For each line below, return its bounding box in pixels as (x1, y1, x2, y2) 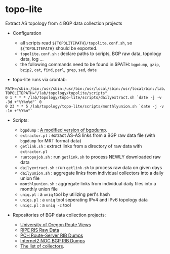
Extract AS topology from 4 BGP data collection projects (5, 20, 122, 26)
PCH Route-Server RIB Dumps (20, 232, 83, 238)
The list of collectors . (20, 243, 65, 249)
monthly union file (20, 186, 58, 192)
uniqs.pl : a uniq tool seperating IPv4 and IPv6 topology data (20, 196, 148, 202)
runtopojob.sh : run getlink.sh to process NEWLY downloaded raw (20, 154, 161, 160)
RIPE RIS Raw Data (20, 227, 60, 233)
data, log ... (20, 56, 44, 62)
